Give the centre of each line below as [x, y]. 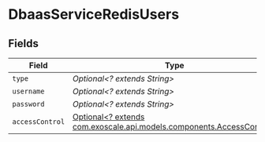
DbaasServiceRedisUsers [94, 15]
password [28, 104]
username [28, 91]
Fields [24, 44]
